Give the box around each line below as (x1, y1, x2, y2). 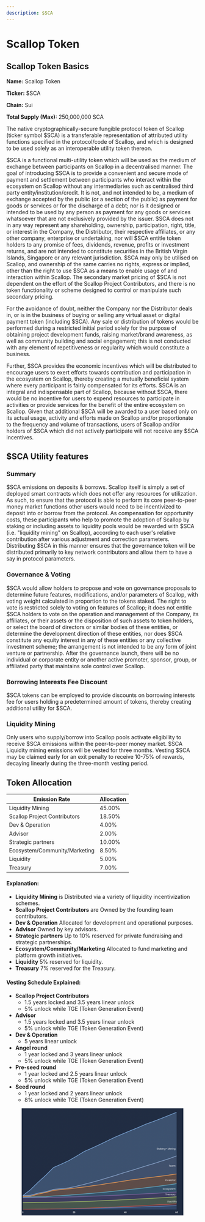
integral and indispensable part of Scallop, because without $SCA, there (6, 388, 188, 395)
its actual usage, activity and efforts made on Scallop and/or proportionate (6, 414, 193, 422)
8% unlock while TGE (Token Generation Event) (24, 1096, 144, 1104)
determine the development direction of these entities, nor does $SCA (6, 630, 183, 637)
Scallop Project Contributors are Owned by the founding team (15, 906, 174, 914)
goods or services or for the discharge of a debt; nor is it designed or (6, 202, 181, 209)
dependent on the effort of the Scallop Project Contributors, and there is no (6, 280, 196, 287)
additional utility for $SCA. (6, 704, 72, 712)
